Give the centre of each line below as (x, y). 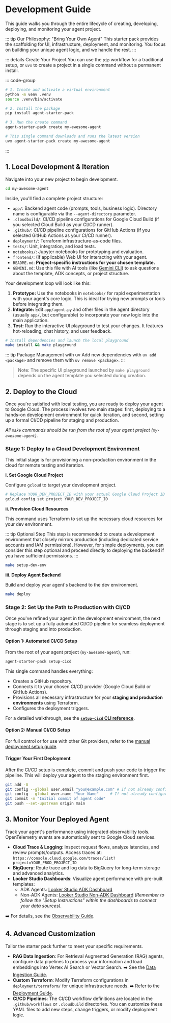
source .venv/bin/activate (34, 99)
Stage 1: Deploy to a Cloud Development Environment (73, 449)
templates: (24, 884)
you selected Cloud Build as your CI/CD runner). (63, 224)
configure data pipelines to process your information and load (77, 961)
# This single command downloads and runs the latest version (73, 136)
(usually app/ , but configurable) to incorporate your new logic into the (85, 314)
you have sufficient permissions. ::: (42, 556)
